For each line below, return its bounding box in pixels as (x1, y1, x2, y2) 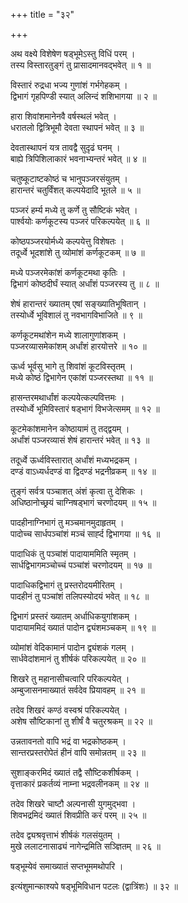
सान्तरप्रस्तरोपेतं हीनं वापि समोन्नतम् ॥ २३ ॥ (10, 747, 146, 758)
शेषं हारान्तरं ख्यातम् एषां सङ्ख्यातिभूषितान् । (10, 298, 147, 309)
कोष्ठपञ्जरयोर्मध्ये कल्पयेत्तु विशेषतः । (10, 235, 125, 247)
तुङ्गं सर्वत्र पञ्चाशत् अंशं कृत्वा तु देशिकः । (10, 485, 144, 497)
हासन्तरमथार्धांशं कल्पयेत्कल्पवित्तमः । (10, 392, 125, 403)
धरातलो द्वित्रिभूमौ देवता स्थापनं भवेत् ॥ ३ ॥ (10, 122, 145, 133)
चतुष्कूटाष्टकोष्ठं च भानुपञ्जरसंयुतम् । (10, 173, 128, 184)
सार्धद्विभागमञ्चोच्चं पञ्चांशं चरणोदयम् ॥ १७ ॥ (10, 559, 152, 571)
